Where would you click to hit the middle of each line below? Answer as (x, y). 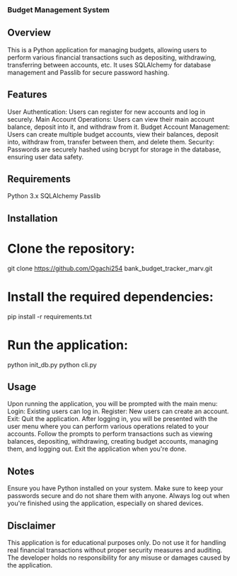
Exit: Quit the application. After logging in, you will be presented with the (112, 419)
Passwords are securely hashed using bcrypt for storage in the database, (114, 149)
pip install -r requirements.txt (50, 316)
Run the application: (68, 345)
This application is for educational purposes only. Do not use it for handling (117, 542)
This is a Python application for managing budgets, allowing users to (107, 50)
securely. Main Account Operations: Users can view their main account (111, 119)
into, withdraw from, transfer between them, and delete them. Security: (111, 142)
